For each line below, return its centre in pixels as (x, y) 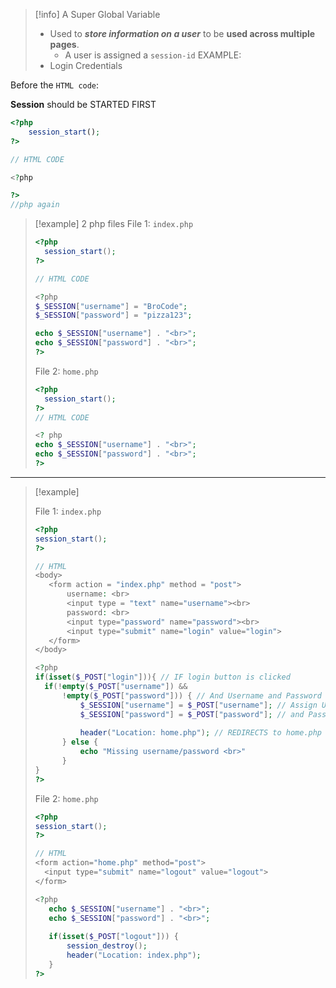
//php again (35, 205)
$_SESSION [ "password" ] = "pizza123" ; (113, 315)
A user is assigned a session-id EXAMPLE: (153, 55)
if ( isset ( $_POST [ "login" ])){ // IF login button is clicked (162, 677)
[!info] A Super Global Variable (97, 14)
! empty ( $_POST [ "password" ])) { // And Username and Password (192, 695)
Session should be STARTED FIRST (83, 104)
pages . (64, 44)
